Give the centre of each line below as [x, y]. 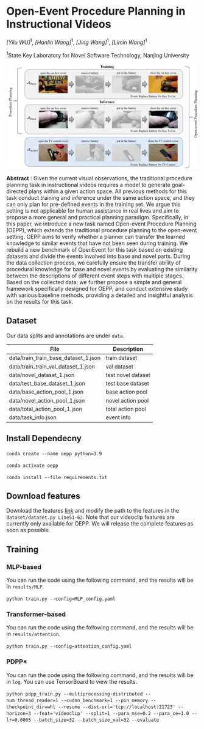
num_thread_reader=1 [33, 700]
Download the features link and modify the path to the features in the [93, 511]
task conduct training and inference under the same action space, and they [100, 197]
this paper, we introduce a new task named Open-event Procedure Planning [101, 224]
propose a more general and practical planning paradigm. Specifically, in [97, 217]
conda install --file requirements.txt [57, 477]
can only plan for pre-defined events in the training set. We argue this [93, 204]
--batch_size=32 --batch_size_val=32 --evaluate [96, 720]
